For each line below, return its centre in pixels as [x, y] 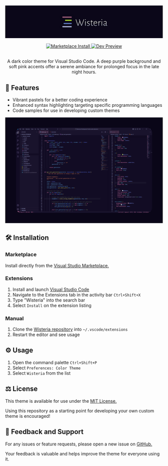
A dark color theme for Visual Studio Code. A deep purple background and [84, 61]
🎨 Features [22, 88]
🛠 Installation [27, 238]
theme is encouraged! [28, 416]
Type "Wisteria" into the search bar [49, 300]
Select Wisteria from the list [41, 373]
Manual [14, 318]
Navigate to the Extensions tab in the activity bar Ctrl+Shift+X [76, 294]
